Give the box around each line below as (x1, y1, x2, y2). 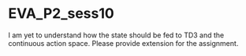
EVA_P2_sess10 (8, 5, 114, 23)
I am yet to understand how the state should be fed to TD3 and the (8, 30, 225, 40)
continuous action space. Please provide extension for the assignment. (8, 38, 239, 47)
